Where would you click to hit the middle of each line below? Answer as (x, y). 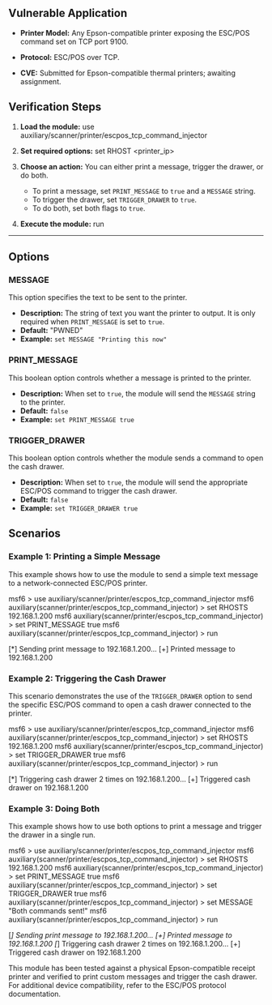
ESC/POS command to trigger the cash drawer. (99, 490)
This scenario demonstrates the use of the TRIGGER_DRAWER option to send (130, 695)
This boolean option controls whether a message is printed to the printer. (130, 378)
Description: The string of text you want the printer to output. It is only (138, 313)
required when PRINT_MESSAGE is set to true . (92, 322)
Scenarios (34, 534)
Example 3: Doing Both (54, 808)
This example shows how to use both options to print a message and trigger (135, 827)
